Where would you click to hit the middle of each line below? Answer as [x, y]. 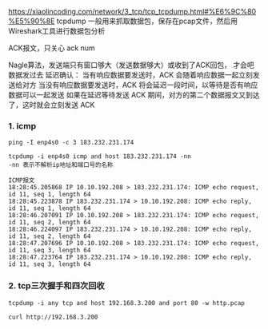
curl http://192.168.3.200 [53, 317]
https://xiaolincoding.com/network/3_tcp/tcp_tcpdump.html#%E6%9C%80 [132, 12]
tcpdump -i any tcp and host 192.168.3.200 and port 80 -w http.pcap [127, 303]
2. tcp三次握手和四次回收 [57, 286]
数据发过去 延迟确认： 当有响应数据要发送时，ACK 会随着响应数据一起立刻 [131, 75]
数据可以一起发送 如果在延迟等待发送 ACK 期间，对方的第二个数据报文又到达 [134, 95]
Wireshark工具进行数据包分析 [57, 31]
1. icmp [22, 125]
